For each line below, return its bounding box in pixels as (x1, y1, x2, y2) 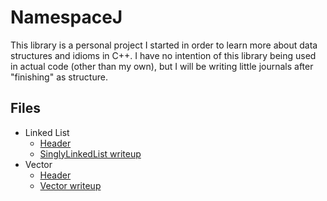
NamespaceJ (10, 6, 123, 29)
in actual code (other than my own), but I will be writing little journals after (10, 60, 314, 72)
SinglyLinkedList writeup (39, 147, 142, 160)
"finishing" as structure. (10, 71, 108, 83)
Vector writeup (39, 179, 102, 191)
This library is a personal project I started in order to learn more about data (10, 39, 318, 51)
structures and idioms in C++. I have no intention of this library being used (10, 49, 317, 61)
